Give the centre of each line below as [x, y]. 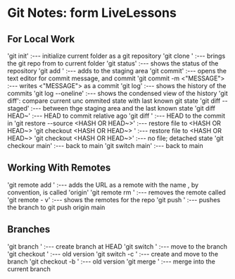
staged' [18, 108]
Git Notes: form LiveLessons [92, 13]
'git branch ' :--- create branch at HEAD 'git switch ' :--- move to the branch [117, 246]
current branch [29, 268]
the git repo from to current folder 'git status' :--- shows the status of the [113, 63]
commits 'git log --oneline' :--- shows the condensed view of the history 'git [118, 93]
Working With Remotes [59, 168]
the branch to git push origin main [56, 207]
